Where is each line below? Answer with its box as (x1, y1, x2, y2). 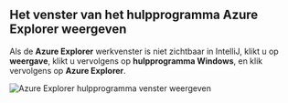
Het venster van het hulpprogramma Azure (9, 7, 259, 23)
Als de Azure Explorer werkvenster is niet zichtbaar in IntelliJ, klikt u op (9, 46, 279, 57)
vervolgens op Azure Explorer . (9, 65, 126, 76)
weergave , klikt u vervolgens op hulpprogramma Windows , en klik (9, 55, 263, 67)
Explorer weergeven (9, 22, 127, 37)
